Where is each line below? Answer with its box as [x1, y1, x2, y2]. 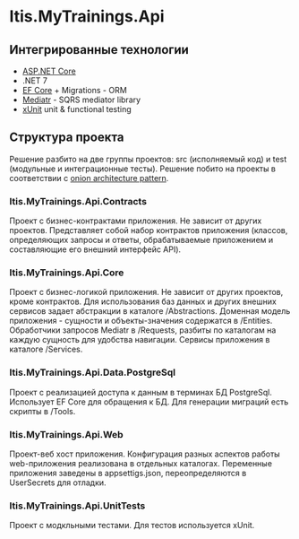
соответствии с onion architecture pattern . [9, 172, 169, 183]
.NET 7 [21, 75, 47, 86]
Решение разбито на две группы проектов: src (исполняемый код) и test [9, 153, 287, 164]
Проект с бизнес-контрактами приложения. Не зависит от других [9, 215, 262, 226]
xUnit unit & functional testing [21, 104, 132, 114]
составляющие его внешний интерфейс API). [9, 244, 182, 255]
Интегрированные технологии [9, 42, 190, 57]
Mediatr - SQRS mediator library [21, 94, 141, 105]
